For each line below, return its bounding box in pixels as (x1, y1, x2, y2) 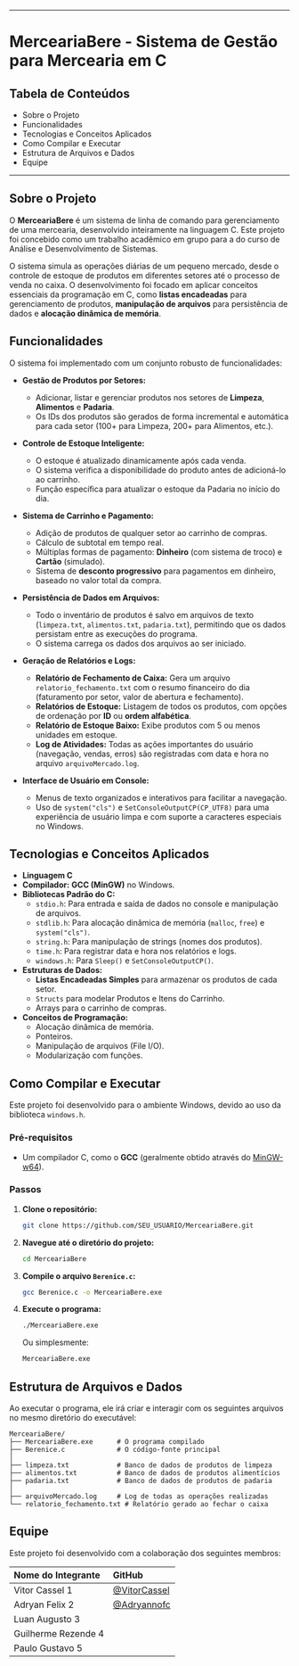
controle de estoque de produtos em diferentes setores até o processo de (9, 269, 280, 281)
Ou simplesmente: (21, 1337, 89, 1348)
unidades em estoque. (35, 729, 117, 740)
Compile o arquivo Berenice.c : (21, 1270, 136, 1281)
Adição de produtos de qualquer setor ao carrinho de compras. (35, 527, 268, 538)
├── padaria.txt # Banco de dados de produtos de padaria (9, 1477, 273, 1486)
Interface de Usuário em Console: (21, 775, 149, 786)
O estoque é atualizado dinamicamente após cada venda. (35, 455, 246, 466)
